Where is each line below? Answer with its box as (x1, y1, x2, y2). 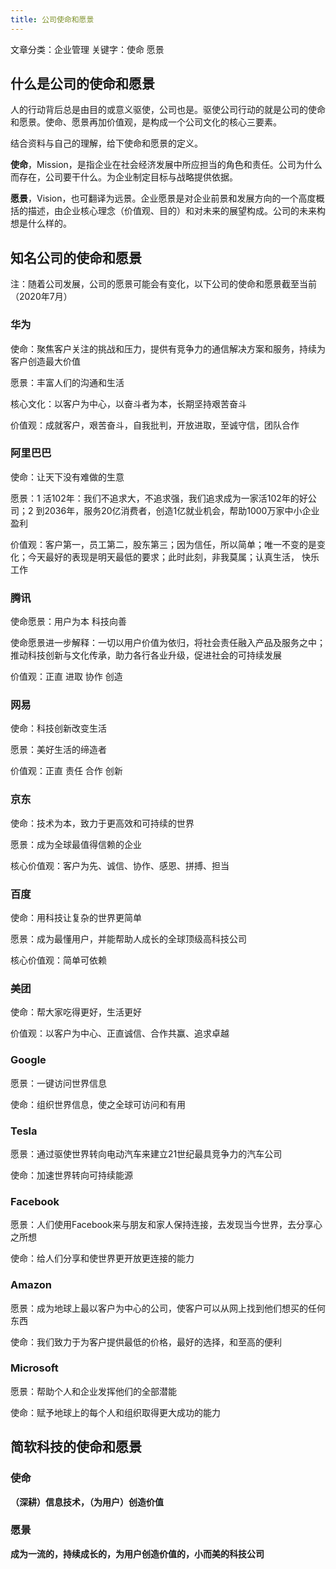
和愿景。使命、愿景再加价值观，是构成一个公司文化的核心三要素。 (10, 116, 282, 128)
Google (10, 1053, 47, 1067)
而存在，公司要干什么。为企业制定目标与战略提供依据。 (10, 171, 238, 183)
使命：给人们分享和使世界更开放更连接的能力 (10, 1252, 195, 1265)
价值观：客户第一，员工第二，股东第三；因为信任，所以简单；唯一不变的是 (10, 538, 317, 550)
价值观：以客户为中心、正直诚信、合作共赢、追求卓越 (10, 1027, 230, 1040)
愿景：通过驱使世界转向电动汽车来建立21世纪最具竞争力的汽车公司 (10, 1147, 283, 1160)
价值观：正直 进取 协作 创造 (10, 671, 123, 683)
